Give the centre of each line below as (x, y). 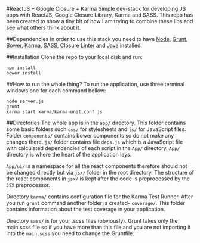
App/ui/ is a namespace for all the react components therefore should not (97, 166)
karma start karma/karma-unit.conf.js (54, 112)
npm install (21, 68)
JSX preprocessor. (28, 185)
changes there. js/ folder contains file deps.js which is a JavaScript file (95, 142)
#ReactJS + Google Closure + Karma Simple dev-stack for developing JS (96, 9)
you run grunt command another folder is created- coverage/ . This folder (96, 203)
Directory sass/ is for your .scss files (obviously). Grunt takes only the (92, 221)
